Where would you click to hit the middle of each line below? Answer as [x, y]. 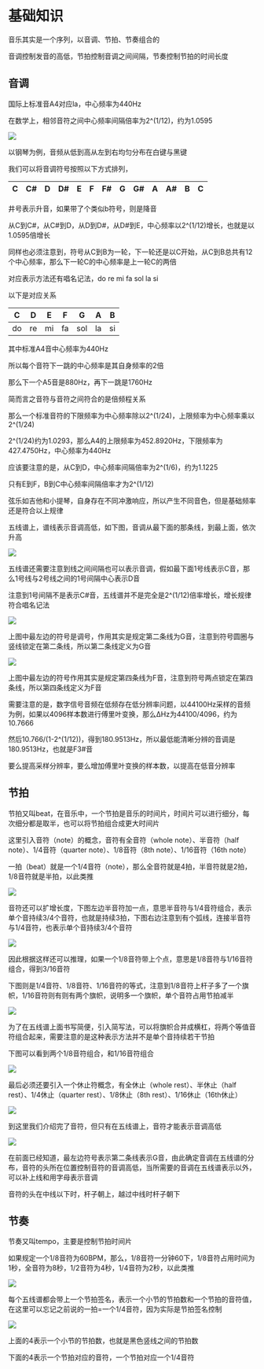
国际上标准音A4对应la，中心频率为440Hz [75, 104]
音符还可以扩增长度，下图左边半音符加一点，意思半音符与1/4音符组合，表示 [130, 908]
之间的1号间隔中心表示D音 [98, 578]
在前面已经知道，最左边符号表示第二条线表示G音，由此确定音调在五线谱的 [128, 1157]
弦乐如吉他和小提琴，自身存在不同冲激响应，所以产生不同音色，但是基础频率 [132, 500]
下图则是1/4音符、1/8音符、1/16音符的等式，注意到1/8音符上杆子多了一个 [125, 985]
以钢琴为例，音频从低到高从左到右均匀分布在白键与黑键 [97, 152]
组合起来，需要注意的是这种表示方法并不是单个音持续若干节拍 [114, 1036]
